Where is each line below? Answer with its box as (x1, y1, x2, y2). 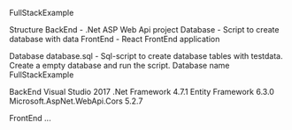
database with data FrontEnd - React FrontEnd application (9, 34, 220, 44)
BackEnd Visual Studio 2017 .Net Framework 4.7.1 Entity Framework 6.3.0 (9, 87, 274, 97)
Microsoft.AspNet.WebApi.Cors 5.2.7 (9, 96, 143, 106)
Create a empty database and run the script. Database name (9, 61, 230, 70)
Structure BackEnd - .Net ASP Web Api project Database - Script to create (9, 25, 280, 34)
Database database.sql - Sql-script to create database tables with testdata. (9, 51, 283, 61)
